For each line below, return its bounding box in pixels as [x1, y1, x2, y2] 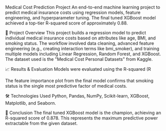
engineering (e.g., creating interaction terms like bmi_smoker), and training [5, 46, 159, 51]
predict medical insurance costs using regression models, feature [5, 9, 141, 15]
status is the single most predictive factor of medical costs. [5, 83, 127, 89]
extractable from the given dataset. [5, 121, 78, 126]
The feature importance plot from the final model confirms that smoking [5, 78, 154, 84]
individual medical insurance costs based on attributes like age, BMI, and [5, 35, 156, 41]
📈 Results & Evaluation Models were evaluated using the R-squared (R [5, 66, 151, 72]
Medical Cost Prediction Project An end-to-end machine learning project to [5, 4, 160, 10]
